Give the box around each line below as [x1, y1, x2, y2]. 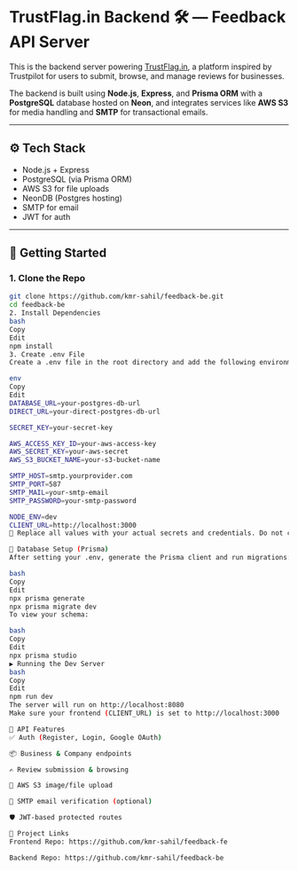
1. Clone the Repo [9, 272, 86, 285]
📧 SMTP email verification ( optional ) [9, 797, 153, 806]
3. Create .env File [9, 349, 86, 359]
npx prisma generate [9, 593, 86, 603]
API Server [9, 32, 90, 52]
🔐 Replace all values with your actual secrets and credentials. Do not [9, 529, 284, 538]
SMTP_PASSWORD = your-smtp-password [9, 496, 137, 506]
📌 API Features [9, 725, 66, 734]
